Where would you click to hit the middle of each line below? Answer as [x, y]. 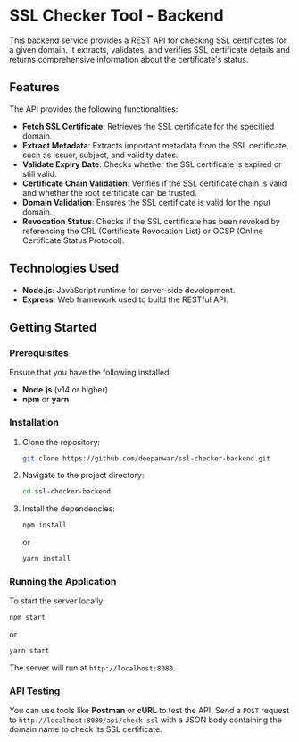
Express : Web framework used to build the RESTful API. [125, 299]
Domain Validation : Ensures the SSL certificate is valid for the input [146, 202]
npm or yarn [46, 400]
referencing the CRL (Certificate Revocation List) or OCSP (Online [142, 231]
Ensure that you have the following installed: [91, 373]
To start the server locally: [57, 601]
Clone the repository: [61, 442]
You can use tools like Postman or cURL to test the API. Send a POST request [149, 711]
